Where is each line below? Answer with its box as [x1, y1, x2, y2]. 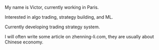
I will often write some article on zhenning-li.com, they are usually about [5, 34, 154, 39]
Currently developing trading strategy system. [5, 24, 100, 30]
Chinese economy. [5, 39, 44, 45]
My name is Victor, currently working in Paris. [5, 5, 99, 10]
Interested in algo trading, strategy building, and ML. [5, 14, 114, 20]
